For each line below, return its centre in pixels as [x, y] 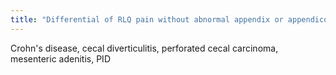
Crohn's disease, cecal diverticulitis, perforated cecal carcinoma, [144, 48]
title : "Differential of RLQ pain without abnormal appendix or [147, 19]
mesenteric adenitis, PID [60, 58]
